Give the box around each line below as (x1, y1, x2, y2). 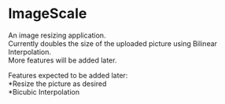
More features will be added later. (8, 56, 117, 65)
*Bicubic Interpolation (8, 87, 80, 96)
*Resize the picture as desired (8, 79, 107, 88)
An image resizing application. (8, 30, 106, 40)
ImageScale (8, 5, 87, 23)
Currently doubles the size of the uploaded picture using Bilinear (8, 38, 218, 48)
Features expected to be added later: (8, 70, 128, 80)
